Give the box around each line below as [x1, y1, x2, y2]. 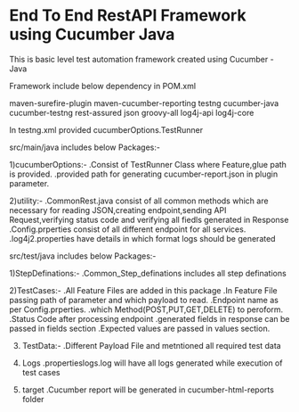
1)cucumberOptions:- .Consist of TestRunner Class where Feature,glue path [9, 159, 287, 169]
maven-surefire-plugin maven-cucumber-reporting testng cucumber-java [9, 97, 279, 108]
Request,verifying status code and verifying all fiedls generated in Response [9, 214, 289, 225]
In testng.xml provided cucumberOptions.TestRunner [9, 124, 203, 135]
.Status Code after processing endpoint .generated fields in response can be [9, 313, 291, 324]
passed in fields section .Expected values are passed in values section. [9, 323, 271, 334]
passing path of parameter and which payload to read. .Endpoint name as [9, 294, 279, 305]
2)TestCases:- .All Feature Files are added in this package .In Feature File [9, 284, 278, 295]
